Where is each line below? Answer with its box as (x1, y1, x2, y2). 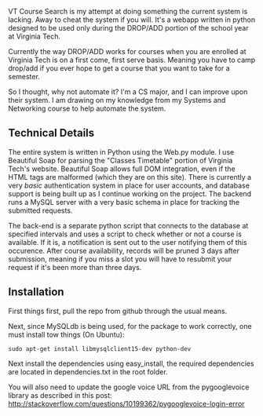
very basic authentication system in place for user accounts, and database (8, 181, 250, 190)
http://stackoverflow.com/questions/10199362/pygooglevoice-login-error (8, 399, 245, 408)
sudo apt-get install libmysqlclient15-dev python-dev (8, 345, 192, 352)
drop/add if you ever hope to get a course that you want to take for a (8, 64, 230, 73)
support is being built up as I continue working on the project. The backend (8, 188, 252, 199)
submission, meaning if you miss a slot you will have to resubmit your (8, 254, 232, 264)
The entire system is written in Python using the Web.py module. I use (8, 147, 235, 156)
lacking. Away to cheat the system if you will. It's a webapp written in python (8, 15, 256, 24)
